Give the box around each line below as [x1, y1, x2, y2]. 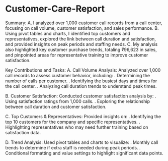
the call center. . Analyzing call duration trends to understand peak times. [5, 83, 157, 89]
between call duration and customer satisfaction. [5, 103, 107, 110]
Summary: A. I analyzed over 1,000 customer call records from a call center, [5, 20, 162, 26]
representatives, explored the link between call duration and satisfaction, [5, 36, 156, 42]
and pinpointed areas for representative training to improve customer [5, 51, 148, 58]
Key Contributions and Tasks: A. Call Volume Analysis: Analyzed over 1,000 [5, 67, 161, 73]
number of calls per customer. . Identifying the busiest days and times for [5, 78, 157, 84]
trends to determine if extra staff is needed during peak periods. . [5, 144, 141, 150]
